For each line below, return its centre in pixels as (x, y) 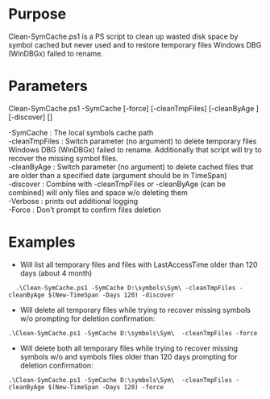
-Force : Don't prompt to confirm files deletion (85, 210)
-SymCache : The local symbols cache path (81, 132)
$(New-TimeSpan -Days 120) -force (106, 387)
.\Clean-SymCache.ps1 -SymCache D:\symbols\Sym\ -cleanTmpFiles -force (133, 333)
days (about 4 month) (56, 273)
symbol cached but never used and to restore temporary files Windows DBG (135, 44)
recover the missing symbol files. (63, 158)
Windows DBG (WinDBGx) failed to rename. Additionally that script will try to (135, 149)
